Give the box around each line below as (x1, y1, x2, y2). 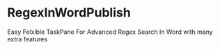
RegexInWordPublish (7, 5, 131, 21)
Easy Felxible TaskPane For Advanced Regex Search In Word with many (7, 28, 214, 36)
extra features (7, 35, 47, 43)
